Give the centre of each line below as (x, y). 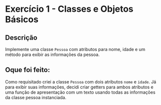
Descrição (21, 38)
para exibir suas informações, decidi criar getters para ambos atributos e (79, 87)
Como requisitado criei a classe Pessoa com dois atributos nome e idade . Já (81, 81)
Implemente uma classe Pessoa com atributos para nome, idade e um (75, 49)
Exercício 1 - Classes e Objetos (69, 9)
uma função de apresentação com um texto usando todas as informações (80, 92)
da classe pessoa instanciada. (36, 97)
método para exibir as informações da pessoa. (52, 54)
